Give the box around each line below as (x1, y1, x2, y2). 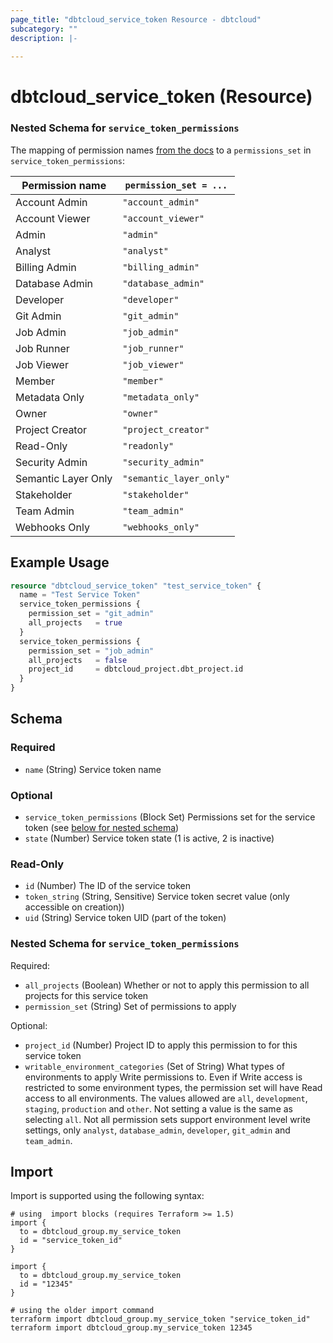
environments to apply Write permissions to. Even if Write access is (24, 1071, 303, 1083)
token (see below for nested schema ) (24, 822, 180, 834)
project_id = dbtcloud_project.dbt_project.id (28, 664, 244, 675)
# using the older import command (10, 1306, 155, 1316)
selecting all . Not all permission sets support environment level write (24, 1113, 311, 1125)
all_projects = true (28, 618, 123, 628)
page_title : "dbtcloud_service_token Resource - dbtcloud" (10, 14, 262, 25)
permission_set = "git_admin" (28, 609, 155, 619)
